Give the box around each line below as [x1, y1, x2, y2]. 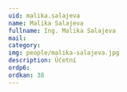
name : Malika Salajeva [8, 19, 84, 27]
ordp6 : [8, 64, 30, 72]
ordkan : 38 [8, 71, 45, 79]
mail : [8, 34, 26, 42]
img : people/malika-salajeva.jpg [8, 49, 120, 57]
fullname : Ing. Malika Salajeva [8, 26, 116, 34]
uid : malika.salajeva [8, 11, 81, 20]
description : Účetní [8, 57, 77, 65]
